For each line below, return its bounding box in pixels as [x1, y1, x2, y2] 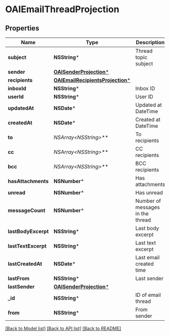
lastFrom [8, 275, 30, 282]
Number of [135, 197, 161, 204]
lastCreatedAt [8, 260, 42, 267]
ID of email [135, 291, 161, 298]
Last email [135, 254, 160, 261]
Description [136, 39, 165, 46]
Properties [5, 24, 39, 33]
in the [135, 210, 149, 217]
